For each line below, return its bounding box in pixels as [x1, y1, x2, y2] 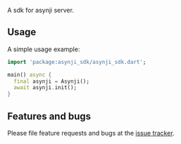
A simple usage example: [7, 45, 80, 53]
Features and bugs [7, 110, 92, 122]
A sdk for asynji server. [7, 6, 74, 14]
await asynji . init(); [13, 84, 77, 91]
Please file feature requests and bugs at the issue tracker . [7, 129, 175, 137]
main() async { [7, 71, 52, 78]
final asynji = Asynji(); [13, 77, 90, 85]
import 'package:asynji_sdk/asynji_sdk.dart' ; [7, 58, 146, 65]
